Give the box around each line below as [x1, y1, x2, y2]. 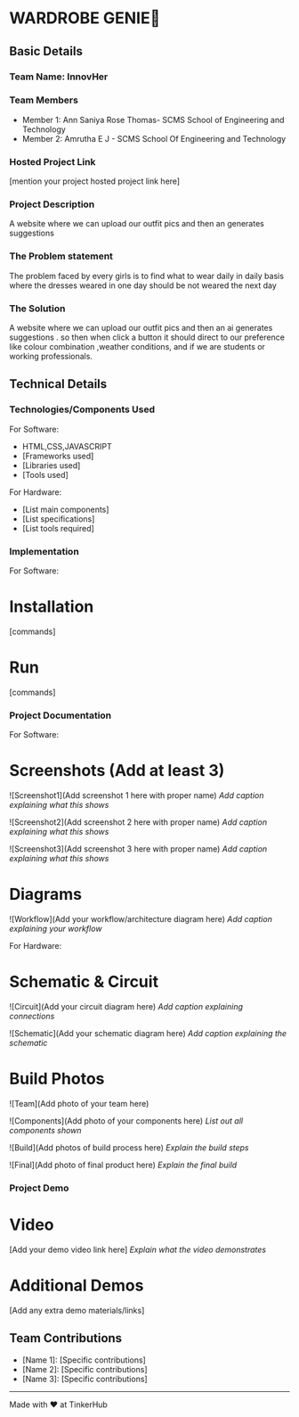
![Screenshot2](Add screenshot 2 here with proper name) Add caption [9, 817, 268, 828]
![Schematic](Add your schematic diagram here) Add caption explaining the [9, 1027, 287, 1038]
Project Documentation [9, 709, 112, 721]
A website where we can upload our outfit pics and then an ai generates [9, 322, 273, 333]
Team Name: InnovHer [9, 70, 109, 83]
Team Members [9, 94, 78, 106]
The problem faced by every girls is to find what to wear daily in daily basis [9, 270, 285, 281]
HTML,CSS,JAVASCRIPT [21, 441, 113, 451]
